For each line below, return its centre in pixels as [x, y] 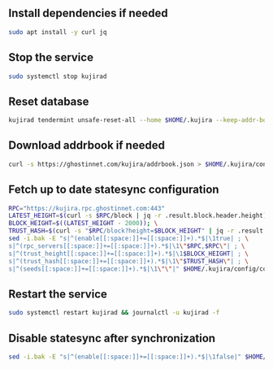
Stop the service [51, 57]
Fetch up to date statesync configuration [114, 190]
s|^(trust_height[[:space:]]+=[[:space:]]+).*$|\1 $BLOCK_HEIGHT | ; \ [129, 254]
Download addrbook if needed [87, 145]
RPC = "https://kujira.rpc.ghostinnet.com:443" [87, 208]
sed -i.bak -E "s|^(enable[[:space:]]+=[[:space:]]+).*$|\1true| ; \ [129, 239]
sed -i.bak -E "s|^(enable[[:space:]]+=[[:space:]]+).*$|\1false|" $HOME [136, 357]
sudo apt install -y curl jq [58, 32]
